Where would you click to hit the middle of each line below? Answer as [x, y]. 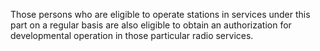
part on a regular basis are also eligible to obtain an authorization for [151, 25]
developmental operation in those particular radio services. [132, 35]
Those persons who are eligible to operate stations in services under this [160, 14]
